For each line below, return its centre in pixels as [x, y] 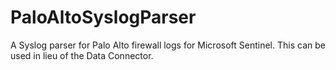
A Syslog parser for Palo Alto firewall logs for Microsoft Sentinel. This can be [168, 45]
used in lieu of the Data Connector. [82, 55]
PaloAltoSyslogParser [103, 17]
